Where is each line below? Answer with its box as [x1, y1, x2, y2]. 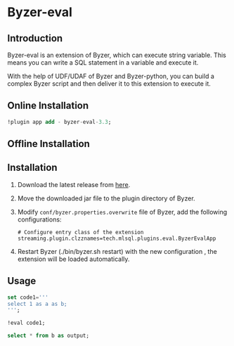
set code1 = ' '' [7, 293, 49, 301]
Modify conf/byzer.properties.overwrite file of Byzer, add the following [17, 207, 228, 216]
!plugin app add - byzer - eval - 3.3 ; [7, 118, 112, 125]
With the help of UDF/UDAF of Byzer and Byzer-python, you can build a [7, 72, 214, 80]
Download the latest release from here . [17, 180, 131, 188]
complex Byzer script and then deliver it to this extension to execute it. [7, 79, 211, 88]
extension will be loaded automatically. [17, 255, 130, 263]
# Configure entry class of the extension [17, 229, 144, 236]
